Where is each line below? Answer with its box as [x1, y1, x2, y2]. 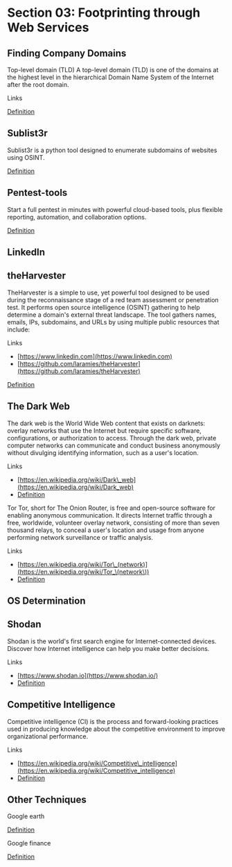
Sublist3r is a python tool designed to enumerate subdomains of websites [7, 146, 217, 154]
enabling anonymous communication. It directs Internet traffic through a [7, 511, 213, 519]
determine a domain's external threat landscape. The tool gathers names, [7, 311, 217, 319]
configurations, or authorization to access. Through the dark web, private [7, 433, 217, 442]
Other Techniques [7, 794, 87, 806]
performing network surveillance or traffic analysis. [7, 533, 154, 541]
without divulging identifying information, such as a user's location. [7, 448, 199, 456]
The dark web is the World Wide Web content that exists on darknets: [7, 419, 206, 427]
